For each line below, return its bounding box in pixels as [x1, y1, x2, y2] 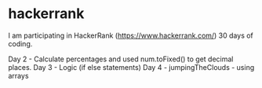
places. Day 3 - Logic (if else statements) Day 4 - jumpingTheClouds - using [8, 62, 255, 71]
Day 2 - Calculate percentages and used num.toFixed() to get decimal [8, 54, 234, 64]
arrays [8, 71, 29, 80]
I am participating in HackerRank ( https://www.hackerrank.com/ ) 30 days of [8, 31, 253, 40]
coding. [8, 38, 33, 48]
